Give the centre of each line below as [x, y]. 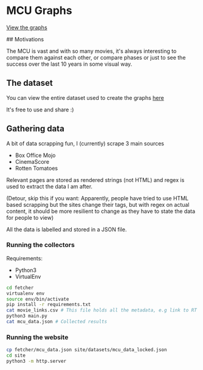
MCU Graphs [39, 11]
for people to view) [30, 217]
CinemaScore [32, 161]
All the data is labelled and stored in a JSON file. [67, 229]
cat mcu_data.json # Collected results [57, 322]
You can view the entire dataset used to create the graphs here [85, 97]
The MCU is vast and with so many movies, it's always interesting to [91, 51]
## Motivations [25, 39]
